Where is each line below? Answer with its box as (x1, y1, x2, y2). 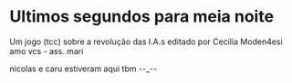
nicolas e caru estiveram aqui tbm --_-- (9, 63, 158, 74)
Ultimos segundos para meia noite (9, 6, 275, 27)
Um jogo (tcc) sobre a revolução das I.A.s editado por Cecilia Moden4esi (9, 36, 283, 47)
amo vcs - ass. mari (9, 45, 84, 56)
